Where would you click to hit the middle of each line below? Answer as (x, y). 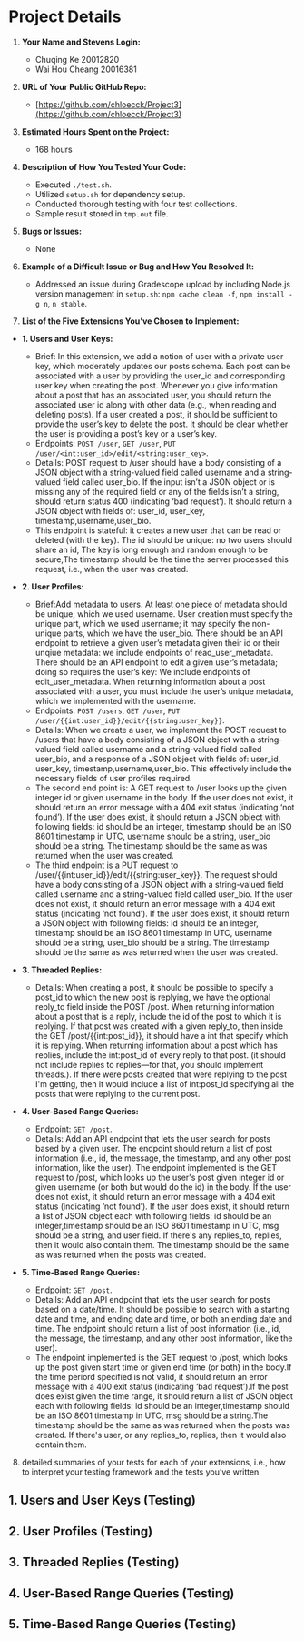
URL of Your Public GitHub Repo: (84, 86)
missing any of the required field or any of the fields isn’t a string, (157, 491)
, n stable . (68, 303)
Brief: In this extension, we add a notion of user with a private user (159, 356)
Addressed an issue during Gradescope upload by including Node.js (163, 284)
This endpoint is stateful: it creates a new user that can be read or (158, 530)
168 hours (54, 149)
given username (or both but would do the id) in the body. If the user (163, 1187)
